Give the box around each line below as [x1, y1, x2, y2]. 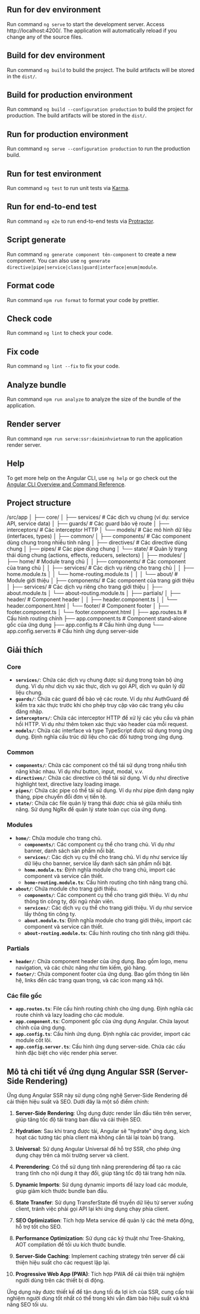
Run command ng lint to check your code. [7, 329, 113, 337]
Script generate [7, 235, 66, 245]
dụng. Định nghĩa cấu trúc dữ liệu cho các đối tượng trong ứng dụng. [15, 733, 184, 740]
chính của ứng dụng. [15, 1024, 67, 1031]
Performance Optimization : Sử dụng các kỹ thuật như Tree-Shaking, [15, 1235, 185, 1242]
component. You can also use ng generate [7, 257, 111, 264]
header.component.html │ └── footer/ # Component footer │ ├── [7, 602, 169, 609]
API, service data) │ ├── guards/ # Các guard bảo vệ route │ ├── [7, 520, 170, 527]
